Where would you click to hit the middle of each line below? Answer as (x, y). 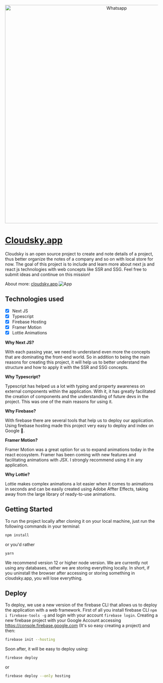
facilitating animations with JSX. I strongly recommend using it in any (74, 460)
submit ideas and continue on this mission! (48, 274)
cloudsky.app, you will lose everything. (44, 578)
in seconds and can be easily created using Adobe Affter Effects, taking (77, 489)
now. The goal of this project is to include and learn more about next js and (80, 264)
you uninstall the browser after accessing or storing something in (70, 573)
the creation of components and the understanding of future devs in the (77, 397)
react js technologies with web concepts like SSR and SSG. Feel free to (76, 269)
